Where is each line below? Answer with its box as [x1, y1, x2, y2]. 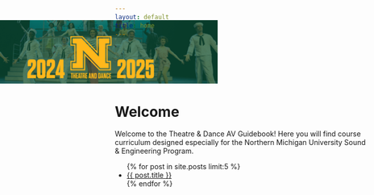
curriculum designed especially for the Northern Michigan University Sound [114, 138, 366, 147]
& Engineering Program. [114, 146, 194, 156]
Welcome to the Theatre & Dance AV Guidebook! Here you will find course [114, 129, 362, 139]
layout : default [114, 13, 169, 21]
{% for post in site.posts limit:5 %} [126, 162, 241, 172]
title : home [114, 21, 155, 30]
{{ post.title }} [126, 170, 172, 180]
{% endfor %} [126, 179, 173, 189]
